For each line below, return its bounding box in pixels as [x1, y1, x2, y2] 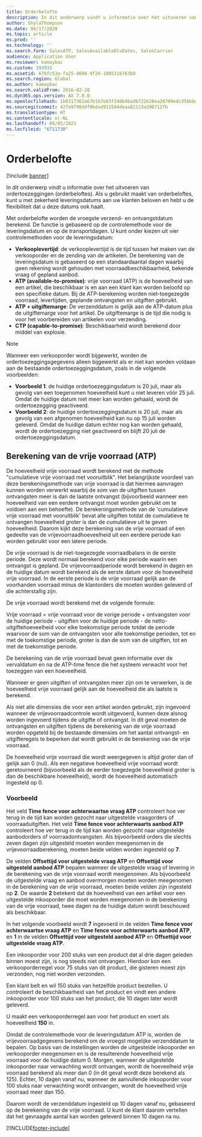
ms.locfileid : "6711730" [6, 126, 69, 132]
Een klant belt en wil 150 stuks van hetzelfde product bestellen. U [6, 982, 168, 990]
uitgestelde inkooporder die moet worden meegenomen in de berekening [6, 896, 188, 903]
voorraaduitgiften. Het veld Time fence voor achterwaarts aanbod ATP [6, 821, 183, 828]
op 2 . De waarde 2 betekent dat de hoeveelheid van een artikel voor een [6, 890, 185, 897]
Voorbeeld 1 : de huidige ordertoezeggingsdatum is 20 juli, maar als [14, 383, 182, 390]
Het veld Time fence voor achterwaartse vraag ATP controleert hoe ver [6, 807, 185, 815]
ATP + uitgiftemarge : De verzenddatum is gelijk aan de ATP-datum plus [14, 303, 193, 310]
